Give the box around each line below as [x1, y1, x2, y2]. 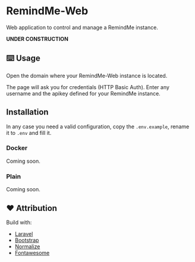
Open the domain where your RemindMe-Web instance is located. [6, 72, 168, 79]
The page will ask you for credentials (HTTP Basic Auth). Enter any [6, 83, 169, 90]
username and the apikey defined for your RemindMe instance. [6, 90, 161, 97]
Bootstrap [14, 236, 39, 244]
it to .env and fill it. [6, 129, 52, 136]
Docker [6, 144, 28, 152]
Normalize [14, 242, 40, 250]
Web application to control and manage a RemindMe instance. [6, 24, 159, 31]
